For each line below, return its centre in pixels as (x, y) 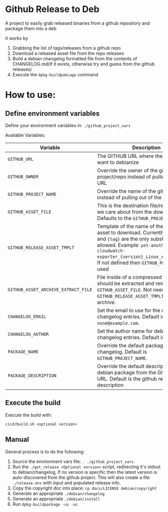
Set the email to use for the (129, 310)
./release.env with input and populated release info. (66, 482)
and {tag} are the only (123, 238)
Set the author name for (125, 331)
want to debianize (118, 162)
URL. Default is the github (127, 378)
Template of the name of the (130, 226)
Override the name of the (127, 191)
